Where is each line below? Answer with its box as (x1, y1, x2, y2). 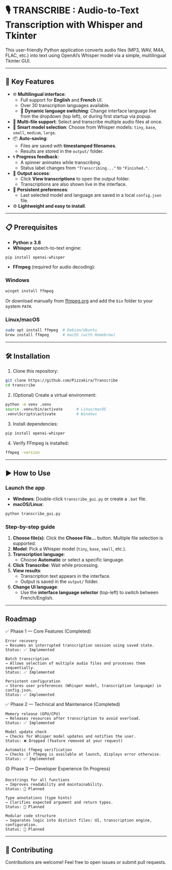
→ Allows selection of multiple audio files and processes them (5, 661, 145, 666)
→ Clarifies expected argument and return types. (5, 800, 114, 805)
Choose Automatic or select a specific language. (20, 557, 124, 563)
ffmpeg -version (5, 450, 40, 455)
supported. (12, 540, 36, 547)
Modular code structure (5, 814, 56, 819)
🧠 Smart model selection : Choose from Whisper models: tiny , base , (12, 124, 157, 130)
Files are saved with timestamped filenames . (20, 143, 117, 149)
